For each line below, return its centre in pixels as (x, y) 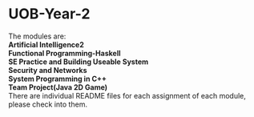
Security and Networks (48, 70)
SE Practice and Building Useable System (79, 62)
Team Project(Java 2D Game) (58, 87)
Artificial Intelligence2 (46, 44)
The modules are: (37, 36)
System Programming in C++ (57, 79)
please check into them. (48, 104)
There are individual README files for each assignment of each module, (127, 95)
